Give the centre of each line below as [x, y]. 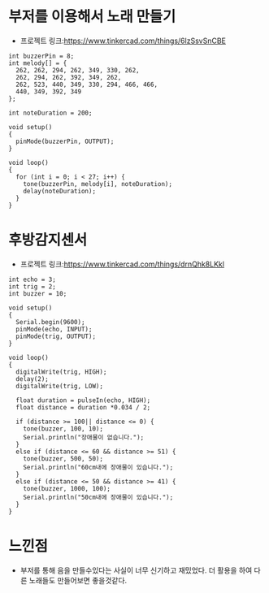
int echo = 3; [33, 279]
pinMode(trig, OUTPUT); [56, 336]
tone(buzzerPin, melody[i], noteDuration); [98, 184]
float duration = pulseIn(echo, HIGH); [83, 400]
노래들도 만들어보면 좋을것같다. [78, 580]
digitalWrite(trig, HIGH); [61, 372]
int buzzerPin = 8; [41, 56]
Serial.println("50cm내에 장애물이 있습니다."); [98, 497]
